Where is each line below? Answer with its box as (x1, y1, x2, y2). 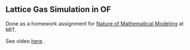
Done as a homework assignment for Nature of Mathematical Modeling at (5, 20, 184, 27)
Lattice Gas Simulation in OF (5, 5, 112, 15)
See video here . (5, 37, 44, 44)
